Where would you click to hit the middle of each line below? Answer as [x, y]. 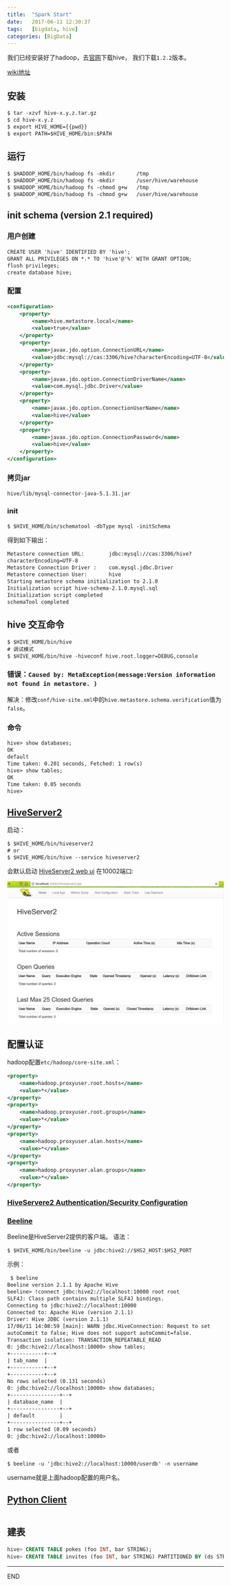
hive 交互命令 [36, 625]
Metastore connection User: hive [64, 575]
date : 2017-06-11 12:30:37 [49, 22]
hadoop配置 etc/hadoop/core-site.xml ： [64, 1062]
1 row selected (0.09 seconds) [52, 1430]
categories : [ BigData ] [40, 36]
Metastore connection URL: [46, 554]
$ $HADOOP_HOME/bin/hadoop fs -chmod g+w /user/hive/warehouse [102, 194]
